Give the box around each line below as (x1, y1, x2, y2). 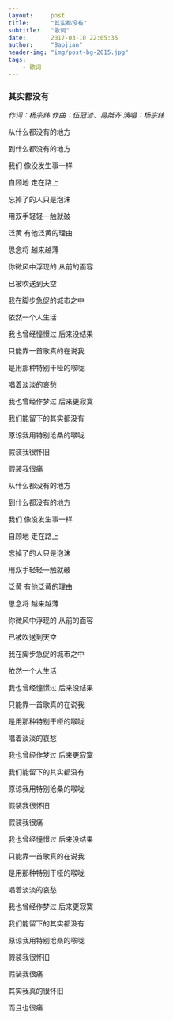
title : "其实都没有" (8, 19, 88, 27)
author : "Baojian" (8, 41, 83, 49)
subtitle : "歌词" (8, 26, 70, 34)
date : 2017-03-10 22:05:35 (8, 33, 118, 42)
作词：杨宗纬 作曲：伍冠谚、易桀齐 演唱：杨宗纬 (8, 110, 164, 120)
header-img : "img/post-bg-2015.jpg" (8, 48, 129, 56)
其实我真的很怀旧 (8, 986, 64, 995)
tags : (8, 56, 26, 64)
